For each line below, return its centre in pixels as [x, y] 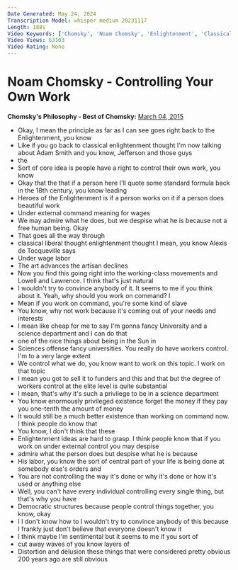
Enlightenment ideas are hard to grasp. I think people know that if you [119, 438]
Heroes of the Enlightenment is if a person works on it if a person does [121, 198]
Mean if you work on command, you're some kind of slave [102, 303]
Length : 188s [27, 27]
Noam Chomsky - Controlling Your [110, 82]
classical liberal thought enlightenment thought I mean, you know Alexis [122, 243]
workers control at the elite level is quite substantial [92, 386]
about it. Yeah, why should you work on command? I [94, 295]
